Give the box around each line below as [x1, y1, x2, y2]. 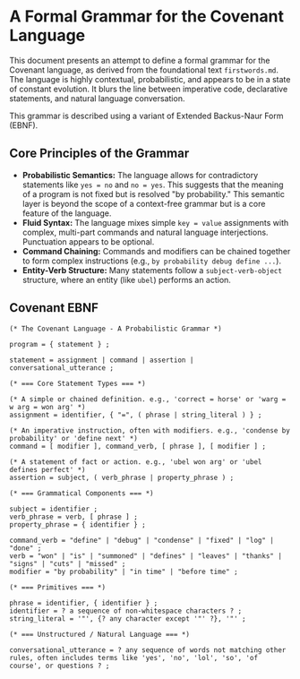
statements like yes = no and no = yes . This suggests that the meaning [21, 179, 284, 190]
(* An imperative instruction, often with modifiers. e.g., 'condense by [9, 425, 291, 435]
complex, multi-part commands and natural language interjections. [21, 227, 269, 237]
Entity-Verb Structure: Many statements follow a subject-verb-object [21, 264, 282, 275]
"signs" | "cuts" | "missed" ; [9, 559, 126, 568]
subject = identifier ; [9, 504, 99, 513]
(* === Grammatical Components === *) [9, 488, 154, 498]
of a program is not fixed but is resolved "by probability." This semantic [21, 188, 285, 199]
